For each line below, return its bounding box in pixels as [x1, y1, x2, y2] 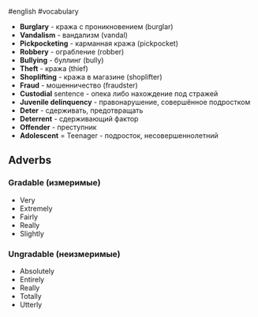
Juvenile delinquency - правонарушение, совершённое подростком [19, 98, 251, 106]
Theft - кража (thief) [19, 64, 88, 73]
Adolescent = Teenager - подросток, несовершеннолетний [19, 131, 219, 140]
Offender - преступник [19, 122, 97, 132]
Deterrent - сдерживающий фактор [19, 114, 139, 123]
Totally [19, 291, 42, 300]
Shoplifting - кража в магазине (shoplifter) [19, 73, 163, 81]
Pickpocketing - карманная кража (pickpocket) [19, 39, 179, 48]
